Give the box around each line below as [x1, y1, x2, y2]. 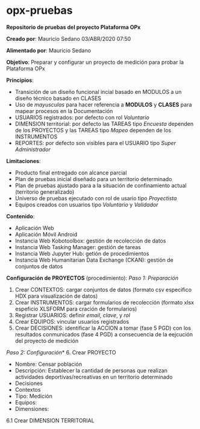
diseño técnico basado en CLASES [14, 94, 101, 102]
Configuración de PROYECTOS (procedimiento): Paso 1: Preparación [6, 274, 179, 282]
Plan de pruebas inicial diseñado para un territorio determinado [14, 175, 172, 182]
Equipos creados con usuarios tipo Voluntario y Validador [14, 201, 158, 208]
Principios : [6, 76, 34, 84]
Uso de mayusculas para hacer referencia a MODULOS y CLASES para [14, 100, 192, 108]
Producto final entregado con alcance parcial [14, 169, 127, 176]
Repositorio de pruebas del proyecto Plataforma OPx [6, 23, 141, 31]
